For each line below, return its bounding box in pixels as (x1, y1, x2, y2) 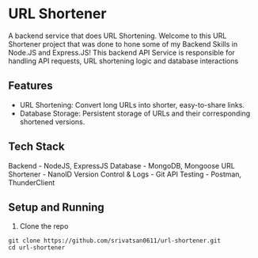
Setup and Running (8, 200, 104, 214)
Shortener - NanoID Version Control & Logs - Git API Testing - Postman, (8, 169, 242, 179)
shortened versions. (19, 116, 85, 127)
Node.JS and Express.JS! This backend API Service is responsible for (8, 47, 235, 57)
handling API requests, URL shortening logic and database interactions (8, 56, 239, 66)
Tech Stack (8, 140, 65, 154)
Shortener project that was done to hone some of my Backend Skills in (8, 39, 238, 48)
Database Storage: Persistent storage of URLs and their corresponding (19, 108, 251, 118)
